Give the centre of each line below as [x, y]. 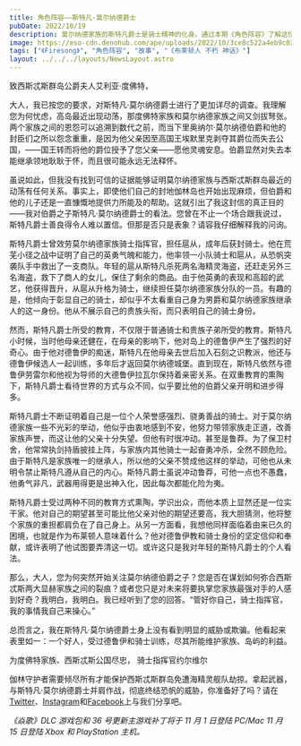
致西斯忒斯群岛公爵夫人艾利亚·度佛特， [82, 86]
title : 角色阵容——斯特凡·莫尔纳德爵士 [73, 17]
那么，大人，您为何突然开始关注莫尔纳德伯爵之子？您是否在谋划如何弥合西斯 [150, 577]
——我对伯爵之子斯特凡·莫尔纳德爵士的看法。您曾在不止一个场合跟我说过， [148, 213]
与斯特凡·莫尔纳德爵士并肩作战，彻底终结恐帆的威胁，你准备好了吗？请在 [144, 690]
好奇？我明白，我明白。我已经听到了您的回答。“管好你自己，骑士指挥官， [152, 600]
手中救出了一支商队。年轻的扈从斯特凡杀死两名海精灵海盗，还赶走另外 [154, 266]
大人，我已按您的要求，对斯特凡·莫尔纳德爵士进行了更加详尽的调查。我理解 [148, 105]
